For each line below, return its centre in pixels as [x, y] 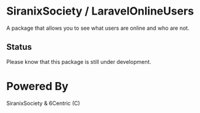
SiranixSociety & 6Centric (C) [43, 103]
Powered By [37, 86]
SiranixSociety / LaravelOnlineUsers [100, 11]
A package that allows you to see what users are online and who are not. [98, 28]
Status [19, 47]
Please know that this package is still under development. [79, 61]
